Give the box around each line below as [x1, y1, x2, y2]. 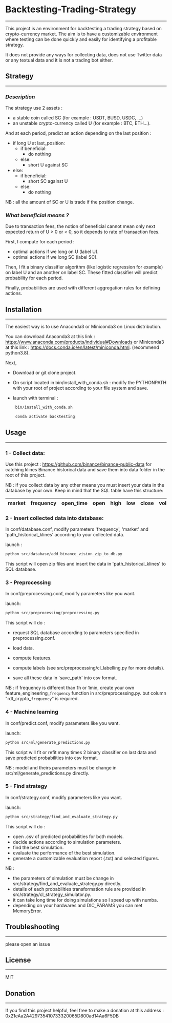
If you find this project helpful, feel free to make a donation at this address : [5, 1008, 164, 1014]
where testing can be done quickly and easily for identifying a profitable [5, 36, 157, 42]
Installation [5, 305, 42, 314]
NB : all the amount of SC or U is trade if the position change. [5, 199, 134, 205]
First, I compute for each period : [5, 239, 75, 245]
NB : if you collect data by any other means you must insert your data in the [5, 482, 165, 488]
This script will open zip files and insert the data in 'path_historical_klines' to [5, 561, 166, 567]
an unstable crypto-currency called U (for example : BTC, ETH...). [12, 120, 151, 127]
